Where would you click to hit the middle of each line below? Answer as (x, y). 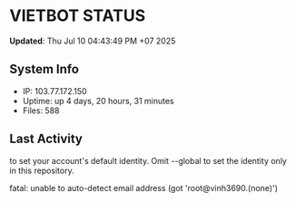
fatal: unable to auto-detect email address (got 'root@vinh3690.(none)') (144, 188)
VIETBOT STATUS (78, 16)
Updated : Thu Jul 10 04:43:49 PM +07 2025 (93, 41)
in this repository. (42, 170)
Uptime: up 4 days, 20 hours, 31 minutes (98, 101)
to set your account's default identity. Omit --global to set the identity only (148, 160)
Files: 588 (41, 111)
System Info (44, 69)
